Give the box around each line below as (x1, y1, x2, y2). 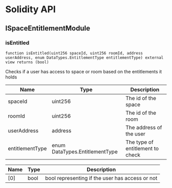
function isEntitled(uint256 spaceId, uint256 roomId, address (5, 50, 143, 56)
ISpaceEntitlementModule (5, 24, 91, 33)
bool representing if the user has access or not (45, 174, 158, 181)
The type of (125, 139, 154, 146)
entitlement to (125, 145, 159, 152)
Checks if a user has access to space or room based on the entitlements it (5, 68, 162, 74)
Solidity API (5, 4, 56, 15)
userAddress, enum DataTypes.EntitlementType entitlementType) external (5, 55, 164, 60)
